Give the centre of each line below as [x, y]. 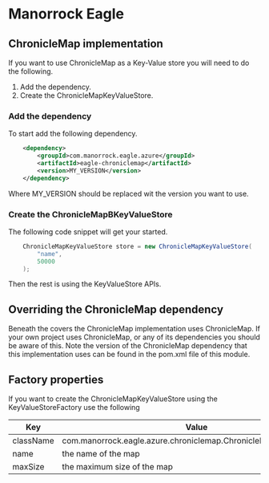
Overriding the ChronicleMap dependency [116, 309]
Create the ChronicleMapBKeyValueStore [91, 214]
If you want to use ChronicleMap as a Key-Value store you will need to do [129, 63]
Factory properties [56, 379]
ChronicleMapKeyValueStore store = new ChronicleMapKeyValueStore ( [137, 246]
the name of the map [101, 454]
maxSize [28, 467]
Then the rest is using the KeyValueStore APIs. [85, 284]
